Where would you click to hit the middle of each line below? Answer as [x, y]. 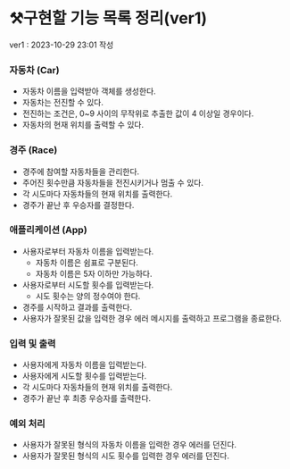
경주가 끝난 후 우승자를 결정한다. [78, 205]
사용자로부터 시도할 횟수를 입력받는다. [88, 285]
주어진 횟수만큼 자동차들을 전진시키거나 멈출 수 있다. [112, 182]
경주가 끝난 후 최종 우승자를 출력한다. [87, 398]
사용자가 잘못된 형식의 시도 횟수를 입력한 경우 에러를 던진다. [126, 456]
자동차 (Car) [34, 70]
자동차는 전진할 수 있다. [63, 103]
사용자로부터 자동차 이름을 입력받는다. [88, 251]
